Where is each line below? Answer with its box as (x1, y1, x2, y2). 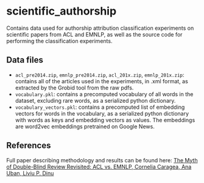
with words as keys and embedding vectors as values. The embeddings (15, 116, 195, 123)
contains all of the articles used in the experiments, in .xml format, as (15, 77, 189, 85)
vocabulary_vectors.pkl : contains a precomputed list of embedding (15, 103, 185, 111)
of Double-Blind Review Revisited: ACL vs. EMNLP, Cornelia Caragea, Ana (6, 163, 192, 170)
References (6, 140, 51, 151)
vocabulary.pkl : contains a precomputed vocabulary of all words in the (15, 90, 194, 98)
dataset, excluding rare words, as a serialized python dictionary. (15, 97, 176, 104)
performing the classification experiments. (6, 37, 113, 44)
